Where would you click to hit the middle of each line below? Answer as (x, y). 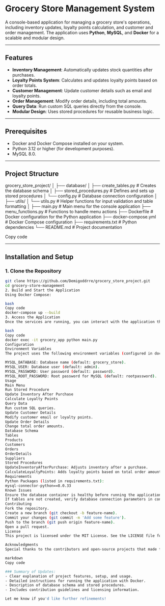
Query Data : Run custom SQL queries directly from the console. (77, 106)
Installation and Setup (39, 257)
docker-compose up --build (33, 313)
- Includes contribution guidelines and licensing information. (72, 590)
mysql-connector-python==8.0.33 (38, 486)
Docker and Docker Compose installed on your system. (68, 143)
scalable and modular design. (35, 38)
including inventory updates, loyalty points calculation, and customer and (79, 27)
